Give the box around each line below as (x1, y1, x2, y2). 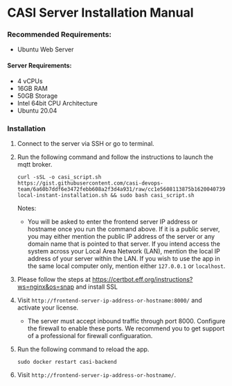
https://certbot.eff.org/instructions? (92, 275, 193, 283)
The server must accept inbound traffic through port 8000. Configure (27, 317, 226, 325)
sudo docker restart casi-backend (17, 358, 117, 365)
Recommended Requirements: (7, 30, 112, 40)
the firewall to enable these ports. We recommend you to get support (27, 324, 225, 333)
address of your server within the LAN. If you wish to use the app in (27, 254, 220, 262)
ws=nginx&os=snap (17, 283, 75, 291)
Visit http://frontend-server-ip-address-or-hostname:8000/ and (17, 296, 202, 304)
